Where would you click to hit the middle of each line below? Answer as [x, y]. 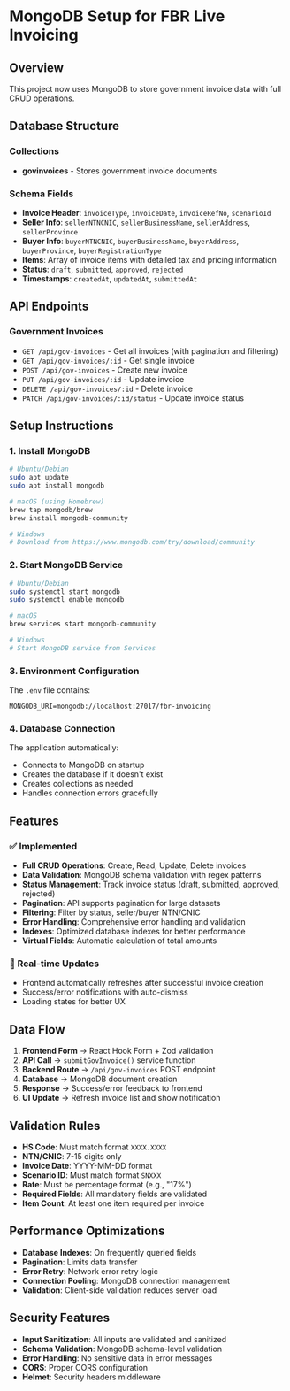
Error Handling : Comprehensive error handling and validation [134, 922]
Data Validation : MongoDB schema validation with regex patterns [141, 875]
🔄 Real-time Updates [54, 964]
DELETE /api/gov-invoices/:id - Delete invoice [107, 388]
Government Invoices [56, 332]
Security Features [60, 1318]
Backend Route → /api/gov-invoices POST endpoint [118, 1070]
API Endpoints [49, 307]
